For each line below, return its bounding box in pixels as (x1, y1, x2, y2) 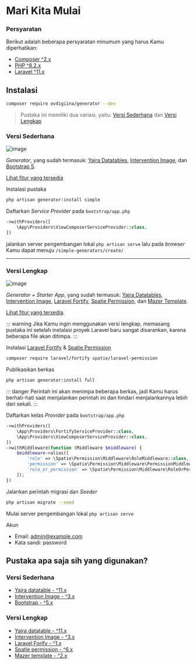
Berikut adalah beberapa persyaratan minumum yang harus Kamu (6, 38, 164, 45)
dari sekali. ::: (6, 400, 38, 407)
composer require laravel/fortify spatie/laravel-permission (6, 355, 158, 361)
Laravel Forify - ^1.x (14, 639, 62, 646)
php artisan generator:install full (6, 378, 95, 383)
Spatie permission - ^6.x (14, 646, 73, 653)
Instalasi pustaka (6, 186, 47, 193)
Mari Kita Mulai (6, 4, 81, 18)
